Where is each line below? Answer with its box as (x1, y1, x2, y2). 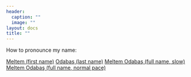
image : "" (11, 19, 35, 25)
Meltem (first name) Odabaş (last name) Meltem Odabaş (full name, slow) (6, 58, 185, 65)
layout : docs (6, 25, 38, 31)
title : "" (6, 31, 31, 36)
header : (6, 8, 25, 15)
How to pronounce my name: (6, 46, 77, 53)
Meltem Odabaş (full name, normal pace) (6, 64, 106, 71)
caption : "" (11, 14, 41, 20)
